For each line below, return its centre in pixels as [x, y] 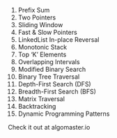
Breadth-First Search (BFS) [57, 91]
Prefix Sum [34, 10]
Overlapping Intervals [49, 62]
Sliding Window [40, 25]
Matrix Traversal [41, 99]
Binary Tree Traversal [49, 77]
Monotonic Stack [42, 47]
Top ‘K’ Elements [42, 54]
